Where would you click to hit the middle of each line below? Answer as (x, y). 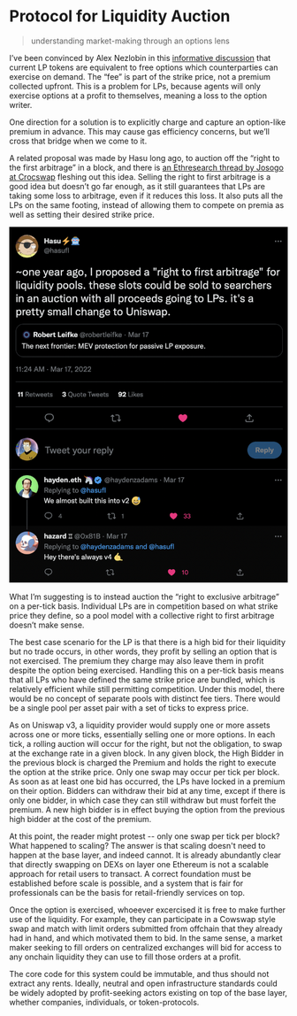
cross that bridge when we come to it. (78, 141)
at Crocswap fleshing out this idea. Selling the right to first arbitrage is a (140, 177)
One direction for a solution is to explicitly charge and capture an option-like (148, 122)
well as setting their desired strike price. (82, 214)
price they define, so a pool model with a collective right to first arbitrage (142, 615)
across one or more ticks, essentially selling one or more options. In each (142, 734)
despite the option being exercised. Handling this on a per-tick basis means (147, 670)
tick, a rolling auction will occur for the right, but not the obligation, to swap (146, 743)
